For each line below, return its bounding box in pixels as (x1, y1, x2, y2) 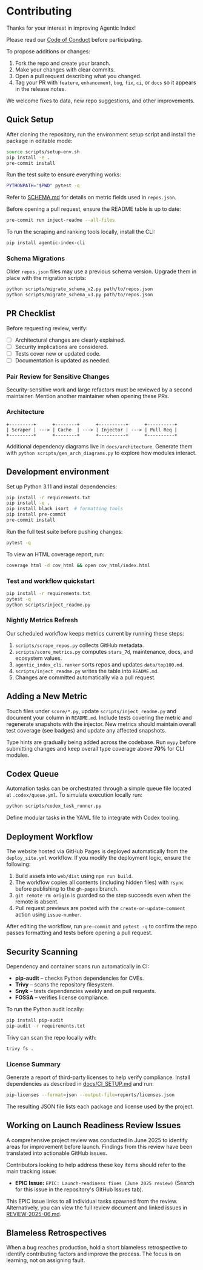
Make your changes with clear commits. (15, 65, 115, 73)
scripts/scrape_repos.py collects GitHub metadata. (15, 641, 144, 649)
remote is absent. (15, 898, 59, 905)
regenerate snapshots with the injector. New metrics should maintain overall (6, 720, 196, 728)
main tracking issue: (6, 1168, 56, 1175)
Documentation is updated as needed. (15, 357, 111, 364)
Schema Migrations (6, 254, 65, 262)
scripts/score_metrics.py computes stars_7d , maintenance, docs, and (15, 648, 193, 655)
